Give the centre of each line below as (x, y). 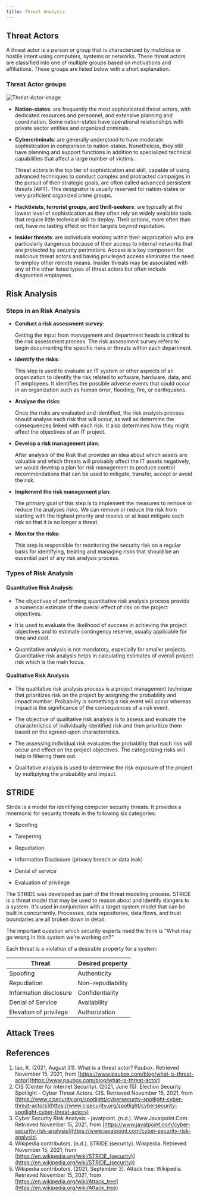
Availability (93, 1002)
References (28, 1053)
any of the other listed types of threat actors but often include (90, 269)
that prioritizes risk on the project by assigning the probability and (96, 695)
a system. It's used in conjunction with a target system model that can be (96, 906)
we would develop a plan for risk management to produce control (95, 468)
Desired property (103, 963)
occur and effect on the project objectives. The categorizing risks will (100, 750)
